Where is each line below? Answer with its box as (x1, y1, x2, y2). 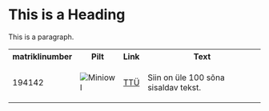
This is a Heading (8, 6, 126, 24)
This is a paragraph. (8, 32, 74, 42)
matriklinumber (12, 50, 73, 61)
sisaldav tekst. (147, 81, 202, 93)
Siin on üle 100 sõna (147, 72, 226, 83)
